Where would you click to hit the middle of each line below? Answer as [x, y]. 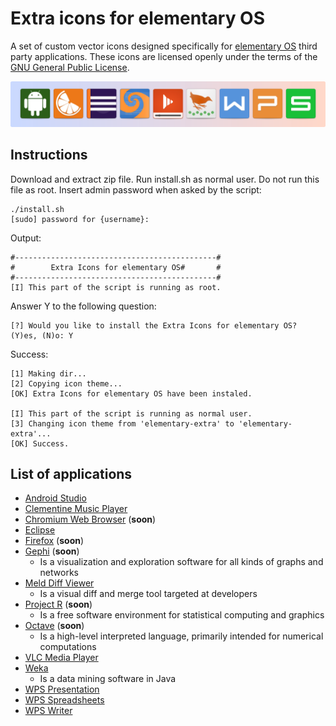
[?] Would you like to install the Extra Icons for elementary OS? [154, 325]
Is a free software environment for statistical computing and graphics [182, 615]
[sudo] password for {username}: [80, 219]
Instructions [49, 155]
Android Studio [55, 498]
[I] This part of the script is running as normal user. [131, 413]
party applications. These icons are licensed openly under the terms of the [164, 56]
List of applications [71, 473]
